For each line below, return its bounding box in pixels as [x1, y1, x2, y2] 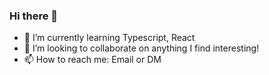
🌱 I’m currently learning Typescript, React [23, 32, 196, 44]
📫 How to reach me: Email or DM [23, 54, 162, 66]
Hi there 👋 [9, 9, 59, 23]
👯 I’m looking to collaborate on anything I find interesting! [23, 42, 260, 54]
